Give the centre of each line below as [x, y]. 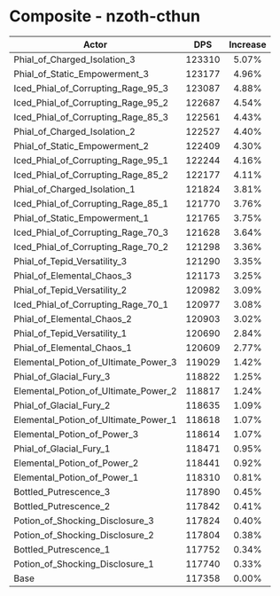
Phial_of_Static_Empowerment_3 [81, 74]
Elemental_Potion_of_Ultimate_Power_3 [95, 362]
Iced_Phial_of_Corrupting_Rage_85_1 [91, 203]
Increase [248, 44]
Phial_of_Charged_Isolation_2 [74, 131]
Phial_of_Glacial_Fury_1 [62, 448]
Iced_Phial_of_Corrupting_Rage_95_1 [91, 160]
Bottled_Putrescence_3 [62, 491]
